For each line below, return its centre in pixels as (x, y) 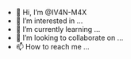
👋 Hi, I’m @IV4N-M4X (51, 12)
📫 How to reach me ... (52, 47)
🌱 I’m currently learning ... (58, 29)
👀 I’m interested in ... (49, 21)
